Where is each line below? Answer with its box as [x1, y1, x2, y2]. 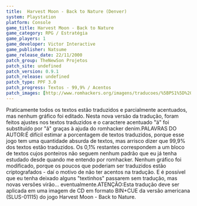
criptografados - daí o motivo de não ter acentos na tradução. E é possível [6, 168, 186, 176]
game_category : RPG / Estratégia [6, 30, 88, 36]
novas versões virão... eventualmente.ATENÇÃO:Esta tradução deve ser [6, 181, 180, 188]
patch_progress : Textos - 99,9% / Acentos [6, 85, 111, 91]
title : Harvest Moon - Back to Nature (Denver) [6, 8, 127, 15]
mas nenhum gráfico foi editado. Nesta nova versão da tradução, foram [6, 112, 179, 119]
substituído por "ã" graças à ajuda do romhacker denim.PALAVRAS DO [6, 125, 177, 132]
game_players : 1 [6, 36, 46, 42]
